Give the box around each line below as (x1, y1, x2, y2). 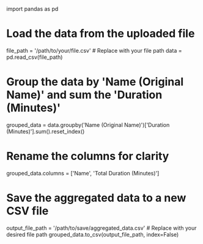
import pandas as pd (6, 6, 59, 12)
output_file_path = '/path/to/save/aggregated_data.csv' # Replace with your (6, 224, 197, 232)
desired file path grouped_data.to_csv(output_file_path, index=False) (6, 231, 179, 238)
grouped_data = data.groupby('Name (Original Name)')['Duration (6, 121, 170, 128)
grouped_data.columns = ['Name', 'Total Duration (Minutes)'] (6, 169, 160, 177)
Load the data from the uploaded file (6, 27, 195, 40)
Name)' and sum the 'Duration (6, 88, 163, 102)
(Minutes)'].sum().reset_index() (6, 128, 85, 135)
